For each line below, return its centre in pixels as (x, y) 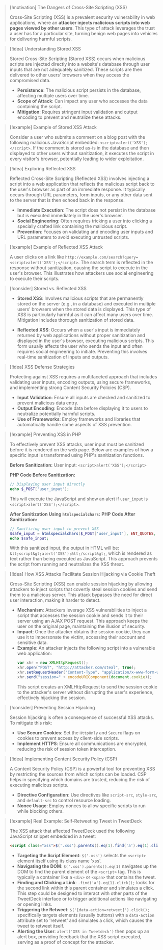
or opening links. (35, 904)
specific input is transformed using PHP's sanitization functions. (77, 455)
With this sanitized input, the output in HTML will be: (64, 548)
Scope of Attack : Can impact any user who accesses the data (83, 101)
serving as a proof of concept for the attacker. (65, 942)
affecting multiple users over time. (53, 96)
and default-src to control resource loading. (64, 800)
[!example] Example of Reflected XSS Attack (56, 247)
